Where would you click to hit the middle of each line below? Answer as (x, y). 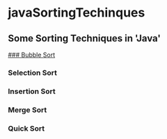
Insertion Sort (32, 91)
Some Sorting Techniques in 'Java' (84, 38)
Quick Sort (26, 128)
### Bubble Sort (32, 55)
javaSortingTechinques (77, 13)
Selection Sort (33, 73)
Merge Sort (27, 110)
